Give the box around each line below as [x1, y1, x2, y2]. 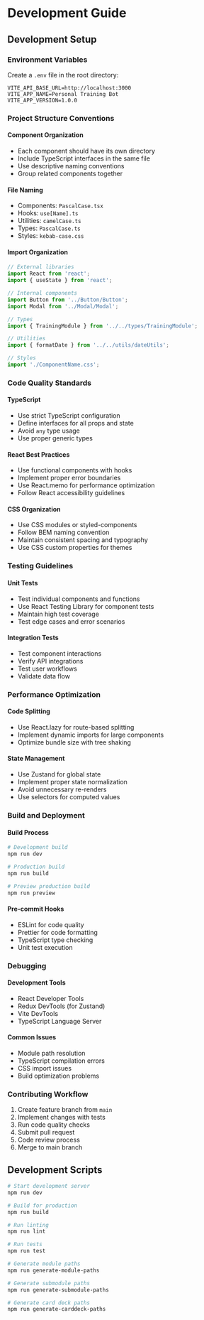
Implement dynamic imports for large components [17, 730, 164, 739]
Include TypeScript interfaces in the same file [17, 154, 151, 163]
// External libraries [7, 264, 74, 271]
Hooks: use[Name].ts [17, 209, 79, 217]
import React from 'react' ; [7, 270, 91, 278]
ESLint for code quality [17, 920, 84, 929]
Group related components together [17, 169, 123, 178]
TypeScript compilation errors [17, 1056, 105, 1065]
